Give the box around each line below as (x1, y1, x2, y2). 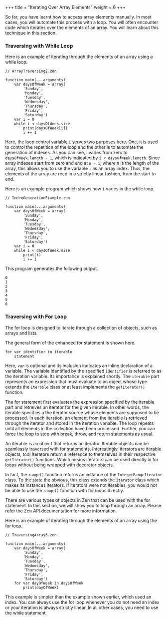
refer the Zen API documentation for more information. (5, 508, 117, 514)
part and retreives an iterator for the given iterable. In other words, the (5, 404, 149, 410)
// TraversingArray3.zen (5, 532, 57, 537)
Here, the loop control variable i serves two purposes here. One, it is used (5, 139, 158, 145)
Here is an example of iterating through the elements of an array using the (5, 517, 157, 523)
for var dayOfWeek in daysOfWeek (14, 580, 84, 585)
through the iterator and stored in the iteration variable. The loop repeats (5, 420, 154, 426)
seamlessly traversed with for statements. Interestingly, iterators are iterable (5, 446, 162, 452)
